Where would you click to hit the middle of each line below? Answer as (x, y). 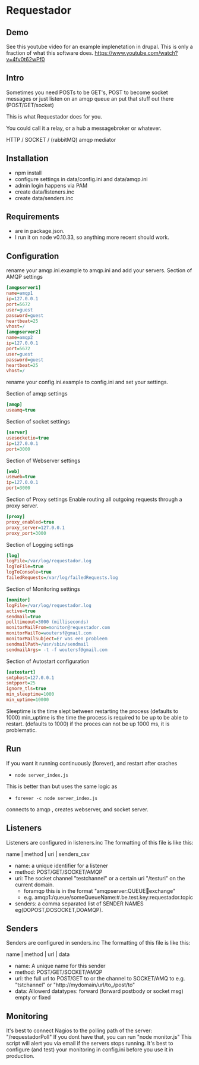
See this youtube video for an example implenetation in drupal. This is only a (99, 46)
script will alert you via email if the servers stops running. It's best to (90, 1044)
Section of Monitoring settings (43, 589)
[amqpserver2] (24, 332)
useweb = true (21, 477)
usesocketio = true (28, 438)
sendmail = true (24, 616)
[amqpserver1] (24, 288)
